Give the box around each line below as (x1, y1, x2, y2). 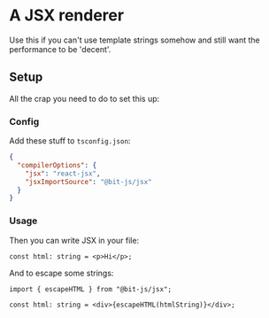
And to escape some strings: (9, 268, 114, 278)
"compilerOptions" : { (17, 160, 97, 169)
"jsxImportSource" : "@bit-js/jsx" (25, 177, 152, 186)
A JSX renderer (9, 5, 125, 26)
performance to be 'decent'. (9, 43, 111, 54)
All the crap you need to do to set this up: (9, 93, 160, 104)
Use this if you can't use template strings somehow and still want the (9, 35, 261, 45)
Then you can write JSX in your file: (9, 235, 140, 245)
